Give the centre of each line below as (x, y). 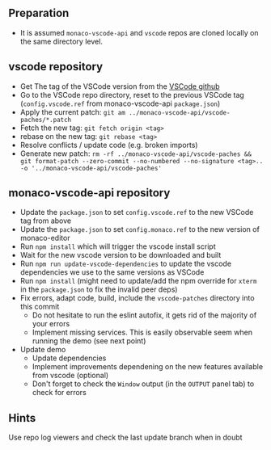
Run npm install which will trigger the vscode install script (118, 246)
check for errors (59, 393)
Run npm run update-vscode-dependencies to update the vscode (126, 264)
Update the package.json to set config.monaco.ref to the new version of (140, 229)
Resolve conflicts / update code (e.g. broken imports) (109, 145)
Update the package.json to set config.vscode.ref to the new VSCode (137, 212)
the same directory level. (61, 41)
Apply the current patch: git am (72, 111)
